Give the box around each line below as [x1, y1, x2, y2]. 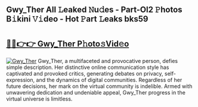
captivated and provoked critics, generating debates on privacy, [6, 70, 163, 77]
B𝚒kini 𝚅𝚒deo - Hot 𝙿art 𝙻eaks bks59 [6, 14, 148, 24]
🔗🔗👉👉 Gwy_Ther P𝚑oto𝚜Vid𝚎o [6, 39, 129, 49]
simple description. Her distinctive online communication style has [6, 64, 169, 71]
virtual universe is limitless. [6, 95, 73, 102]
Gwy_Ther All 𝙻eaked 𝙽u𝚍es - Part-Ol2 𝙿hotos [6, 5, 183, 15]
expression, [6, 77, 35, 83]
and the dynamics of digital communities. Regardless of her [36, 77, 182, 83]
